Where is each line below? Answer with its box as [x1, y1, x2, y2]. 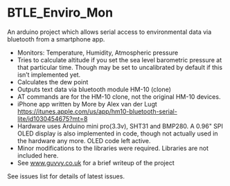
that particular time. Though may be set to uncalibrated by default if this [17, 63, 223, 71]
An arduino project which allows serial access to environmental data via [7, 28, 212, 36]
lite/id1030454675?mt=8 [17, 114, 88, 122]
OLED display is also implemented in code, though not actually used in [17, 129, 218, 138]
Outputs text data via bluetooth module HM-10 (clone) [17, 85, 172, 93]
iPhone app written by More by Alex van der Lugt [17, 100, 157, 108]
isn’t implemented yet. [17, 71, 81, 79]
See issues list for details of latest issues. [7, 171, 125, 180]
